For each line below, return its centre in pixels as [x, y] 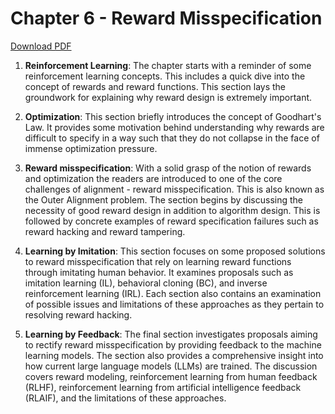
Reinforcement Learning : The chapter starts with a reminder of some [168, 65]
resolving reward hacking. [78, 314]
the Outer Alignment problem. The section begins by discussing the [163, 199]
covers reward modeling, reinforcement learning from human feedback [171, 376]
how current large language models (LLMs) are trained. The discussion [171, 366]
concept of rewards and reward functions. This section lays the [155, 86]
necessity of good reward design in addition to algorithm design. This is [172, 210]
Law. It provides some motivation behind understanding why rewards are [174, 127]
